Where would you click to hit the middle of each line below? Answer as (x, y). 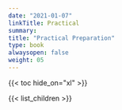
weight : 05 (26, 61)
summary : (23, 30)
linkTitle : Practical (44, 23)
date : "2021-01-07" (40, 16)
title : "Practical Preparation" (61, 38)
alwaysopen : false (38, 53)
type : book (26, 45)
